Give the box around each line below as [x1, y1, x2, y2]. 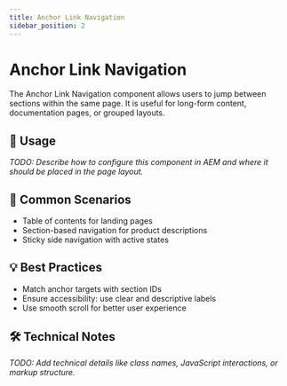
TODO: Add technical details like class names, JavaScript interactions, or [9, 357, 278, 368]
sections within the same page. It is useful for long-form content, [9, 98, 247, 109]
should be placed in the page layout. [9, 166, 144, 177]
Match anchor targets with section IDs [21, 283, 163, 294]
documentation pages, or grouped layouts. [9, 107, 166, 118]
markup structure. [9, 366, 76, 377]
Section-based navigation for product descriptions [21, 225, 208, 236]
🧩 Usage [9, 133, 56, 148]
